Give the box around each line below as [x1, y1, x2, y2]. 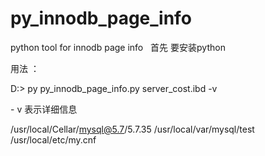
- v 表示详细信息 [10, 103, 78, 115]
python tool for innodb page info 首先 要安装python [10, 41, 226, 53]
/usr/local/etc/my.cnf [10, 133, 97, 146]
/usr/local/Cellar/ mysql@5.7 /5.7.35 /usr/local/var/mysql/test [10, 123, 255, 135]
